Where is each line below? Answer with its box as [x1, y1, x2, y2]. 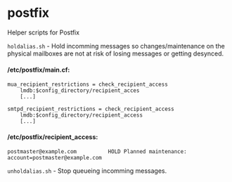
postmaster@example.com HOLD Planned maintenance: [7, 148, 188, 155]
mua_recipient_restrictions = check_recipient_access [7, 81, 169, 89]
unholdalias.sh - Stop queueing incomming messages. [7, 167, 167, 175]
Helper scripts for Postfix [7, 28, 79, 37]
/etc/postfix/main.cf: [7, 65, 70, 74]
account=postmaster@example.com [7, 155, 102, 162]
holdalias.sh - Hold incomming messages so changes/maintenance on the [7, 41, 225, 50]
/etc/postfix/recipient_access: [7, 132, 98, 141]
